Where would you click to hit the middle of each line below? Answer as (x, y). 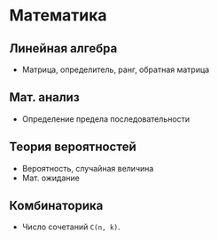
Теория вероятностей (73, 147)
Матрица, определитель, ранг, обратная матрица (116, 69)
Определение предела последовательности (106, 119)
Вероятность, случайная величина (88, 168)
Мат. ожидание (51, 178)
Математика (58, 16)
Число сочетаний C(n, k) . (71, 227)
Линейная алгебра (63, 48)
